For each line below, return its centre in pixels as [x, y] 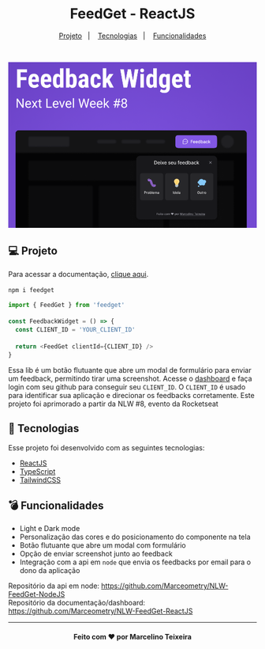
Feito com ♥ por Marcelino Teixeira [132, 637]
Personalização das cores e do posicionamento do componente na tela [135, 537]
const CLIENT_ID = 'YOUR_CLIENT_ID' [75, 330]
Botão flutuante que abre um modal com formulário [103, 545]
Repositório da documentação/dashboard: [77, 603]
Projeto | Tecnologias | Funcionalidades [132, 36]
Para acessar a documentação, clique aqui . [78, 274]
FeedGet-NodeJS [37, 594]
